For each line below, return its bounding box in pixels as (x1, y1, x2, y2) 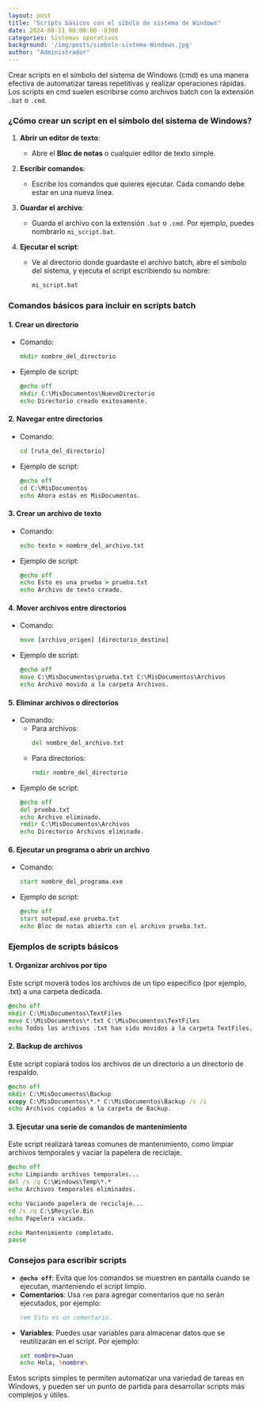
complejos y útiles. (8, 1390, 70, 1400)
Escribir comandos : (19, 164, 85, 174)
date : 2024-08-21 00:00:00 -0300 (8, 26, 119, 34)
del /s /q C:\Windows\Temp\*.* (8, 1178, 112, 1186)
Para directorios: (31, 753, 86, 763)
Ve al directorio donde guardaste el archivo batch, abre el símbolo (31, 258, 247, 267)
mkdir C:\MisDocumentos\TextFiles (8, 1009, 123, 1017)
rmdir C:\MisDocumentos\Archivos (19, 820, 131, 828)
